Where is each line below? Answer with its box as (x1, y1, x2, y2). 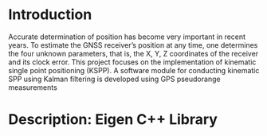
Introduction (8, 6, 92, 24)
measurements (8, 82, 57, 92)
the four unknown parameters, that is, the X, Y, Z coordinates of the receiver (8, 49, 259, 58)
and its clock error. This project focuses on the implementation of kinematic (8, 57, 257, 67)
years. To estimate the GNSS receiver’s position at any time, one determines (8, 40, 258, 49)
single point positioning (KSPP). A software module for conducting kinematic (8, 65, 260, 75)
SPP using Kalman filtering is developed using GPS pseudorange (8, 74, 221, 84)
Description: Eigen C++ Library (8, 111, 218, 129)
